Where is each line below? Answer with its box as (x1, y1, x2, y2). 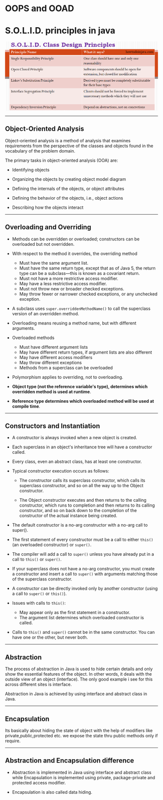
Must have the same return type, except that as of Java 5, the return (19, 265, 156, 271)
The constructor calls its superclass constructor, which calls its (19, 477, 146, 483)
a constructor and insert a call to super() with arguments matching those (12, 571, 158, 577)
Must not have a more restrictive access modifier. (19, 275, 118, 281)
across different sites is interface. (5, 681, 72, 687)
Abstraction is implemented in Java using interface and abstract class (12, 769, 152, 775)
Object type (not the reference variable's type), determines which (12, 383, 148, 389)
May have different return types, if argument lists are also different (19, 349, 152, 355)
